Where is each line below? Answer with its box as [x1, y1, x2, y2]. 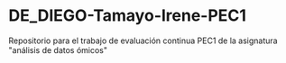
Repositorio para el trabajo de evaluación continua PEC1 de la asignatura [8, 35, 278, 46]
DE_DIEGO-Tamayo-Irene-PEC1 [8, 5, 247, 26]
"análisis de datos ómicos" [8, 44, 108, 55]
